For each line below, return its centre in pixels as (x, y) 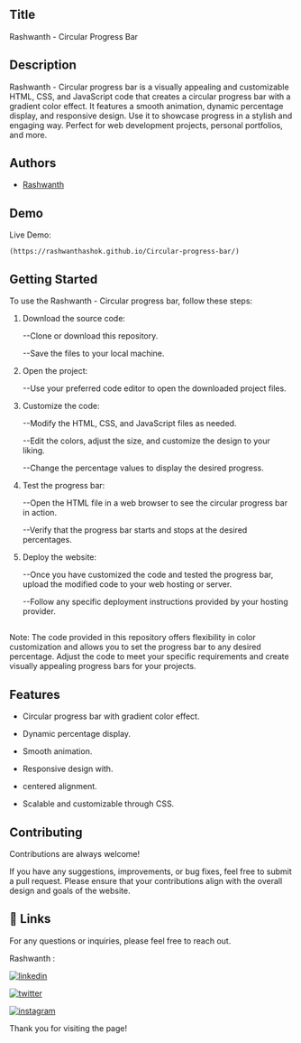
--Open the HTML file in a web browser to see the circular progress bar (155, 503)
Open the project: (55, 371)
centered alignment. (59, 787)
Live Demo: (30, 235)
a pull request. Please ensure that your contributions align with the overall (146, 881)
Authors (33, 163)
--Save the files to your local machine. (93, 354)
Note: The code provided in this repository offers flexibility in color (132, 638)
